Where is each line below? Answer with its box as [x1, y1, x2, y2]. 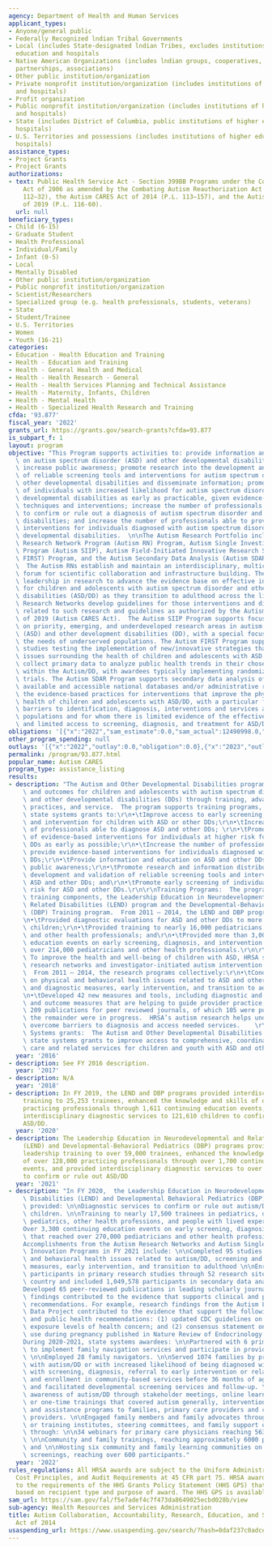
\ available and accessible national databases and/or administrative [15, 682, 259, 690]
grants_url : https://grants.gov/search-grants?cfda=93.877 [8, 426, 212, 434]
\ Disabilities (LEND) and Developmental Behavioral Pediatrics [23, 1194, 244, 1203]
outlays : [8, 742, 38, 750]
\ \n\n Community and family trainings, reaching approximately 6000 [23, 1436, 259, 1444]
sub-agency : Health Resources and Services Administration [8, 1504, 212, 1512]
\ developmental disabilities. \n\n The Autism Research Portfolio [15, 532, 249, 540]
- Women [8, 328, 35, 336]
